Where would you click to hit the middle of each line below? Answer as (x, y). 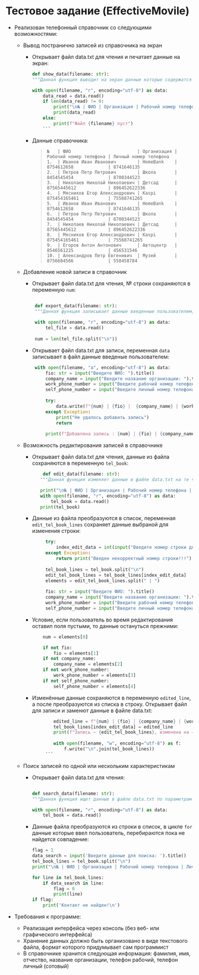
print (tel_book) (60, 507)
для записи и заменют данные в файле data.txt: (92, 710)
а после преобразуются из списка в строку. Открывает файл (110, 704)
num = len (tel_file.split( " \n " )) (76, 339)
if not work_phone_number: (76, 670)
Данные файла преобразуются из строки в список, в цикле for (112, 827)
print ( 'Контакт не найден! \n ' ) (81, 905)
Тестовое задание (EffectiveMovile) (97, 11)
